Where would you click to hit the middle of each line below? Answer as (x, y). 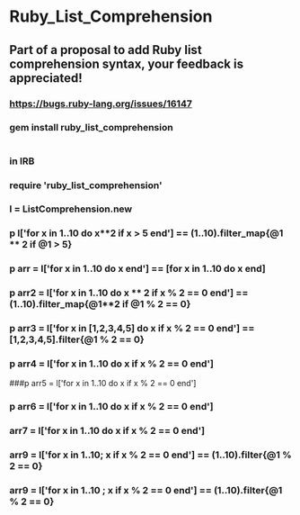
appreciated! (46, 78)
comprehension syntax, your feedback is (127, 63)
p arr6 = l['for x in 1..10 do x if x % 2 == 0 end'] (111, 407)
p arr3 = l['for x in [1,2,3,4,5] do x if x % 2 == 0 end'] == (132, 329)
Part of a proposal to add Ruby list (106, 50)
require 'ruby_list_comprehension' (86, 185)
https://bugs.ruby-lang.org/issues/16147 (101, 104)
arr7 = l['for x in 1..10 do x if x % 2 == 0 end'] (107, 431)
